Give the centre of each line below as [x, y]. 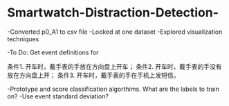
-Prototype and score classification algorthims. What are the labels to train [113, 89]
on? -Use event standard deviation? [58, 96]
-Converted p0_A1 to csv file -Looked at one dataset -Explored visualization [115, 32]
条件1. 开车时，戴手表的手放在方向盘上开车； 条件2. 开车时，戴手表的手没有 [115, 66]
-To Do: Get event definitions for [53, 52]
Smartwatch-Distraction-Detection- [113, 13]
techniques [23, 39]
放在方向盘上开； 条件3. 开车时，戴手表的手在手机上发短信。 [93, 75]
